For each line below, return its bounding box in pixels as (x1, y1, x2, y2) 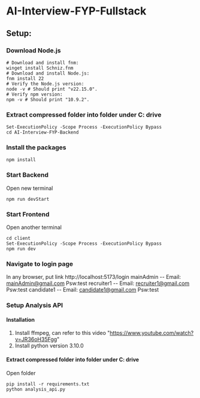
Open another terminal (6, 224, 62, 231)
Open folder (6, 369, 36, 376)
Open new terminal (6, 185, 53, 192)
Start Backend (6, 171, 49, 179)
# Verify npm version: (6, 91, 63, 97)
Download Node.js (6, 46, 61, 55)
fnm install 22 (6, 75, 44, 82)
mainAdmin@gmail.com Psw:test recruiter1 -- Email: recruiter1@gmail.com (6, 280, 190, 287)
